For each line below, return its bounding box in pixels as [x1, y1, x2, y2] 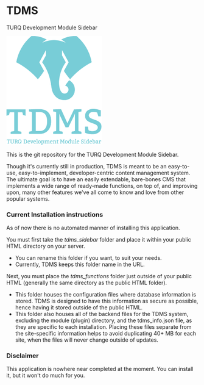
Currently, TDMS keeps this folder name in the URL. [15, 261, 145, 268]
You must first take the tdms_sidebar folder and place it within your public [6, 236, 192, 243]
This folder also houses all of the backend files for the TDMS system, [15, 310, 189, 317]
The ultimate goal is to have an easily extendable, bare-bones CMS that [6, 175, 186, 183]
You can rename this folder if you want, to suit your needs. [15, 254, 163, 261]
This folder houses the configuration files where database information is [15, 290, 197, 298]
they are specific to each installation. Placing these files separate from [15, 323, 192, 330]
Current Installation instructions [6, 210, 104, 218]
